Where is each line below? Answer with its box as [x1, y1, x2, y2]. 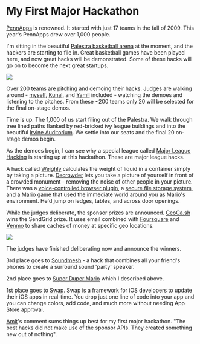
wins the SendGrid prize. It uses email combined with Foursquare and [6, 215, 179, 222]
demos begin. [21, 135, 56, 142]
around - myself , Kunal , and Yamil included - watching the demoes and [6, 91, 183, 98]
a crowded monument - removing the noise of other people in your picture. [6, 177, 193, 185]
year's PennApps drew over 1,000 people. [6, 30, 111, 38]
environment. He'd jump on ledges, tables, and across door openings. [6, 197, 180, 204]
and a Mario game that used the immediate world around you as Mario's [6, 191, 185, 198]
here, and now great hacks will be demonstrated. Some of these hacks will [6, 55, 192, 62]
